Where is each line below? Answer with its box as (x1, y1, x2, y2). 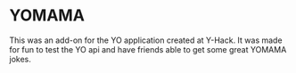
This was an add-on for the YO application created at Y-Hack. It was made (9, 35, 283, 45)
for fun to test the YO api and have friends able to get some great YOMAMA (9, 44, 287, 54)
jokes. (9, 53, 31, 64)
